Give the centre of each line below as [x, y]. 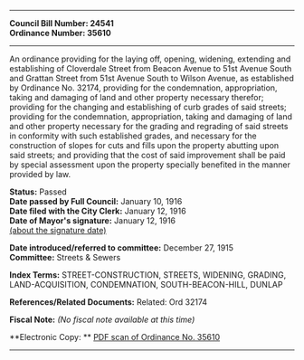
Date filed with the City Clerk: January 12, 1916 [98, 211]
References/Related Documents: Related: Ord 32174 [109, 302]
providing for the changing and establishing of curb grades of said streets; [148, 107]
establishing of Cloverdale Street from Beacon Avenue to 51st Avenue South [151, 68]
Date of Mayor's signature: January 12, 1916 [93, 221]
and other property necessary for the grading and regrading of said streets [149, 126]
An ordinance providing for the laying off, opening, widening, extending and [150, 59]
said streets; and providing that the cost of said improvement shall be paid [147, 155]
